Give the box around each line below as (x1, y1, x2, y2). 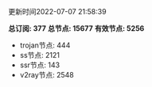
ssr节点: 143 (19, 60, 60, 70)
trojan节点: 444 (19, 40, 71, 50)
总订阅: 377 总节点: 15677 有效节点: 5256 (8, 24, 145, 33)
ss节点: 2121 (19, 51, 60, 59)
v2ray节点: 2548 (19, 70, 74, 79)
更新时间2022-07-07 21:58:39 (8, 7, 107, 16)
